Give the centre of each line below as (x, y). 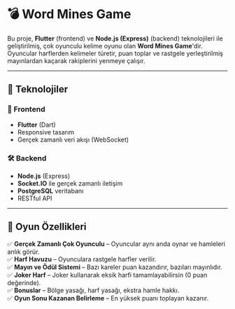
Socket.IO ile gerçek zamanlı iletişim (70, 183)
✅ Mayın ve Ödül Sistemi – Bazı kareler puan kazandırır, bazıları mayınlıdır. (115, 267)
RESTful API (35, 198)
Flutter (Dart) (36, 125)
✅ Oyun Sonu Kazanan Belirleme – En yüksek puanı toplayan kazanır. (108, 298)
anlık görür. (23, 252)
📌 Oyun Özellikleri (47, 227)
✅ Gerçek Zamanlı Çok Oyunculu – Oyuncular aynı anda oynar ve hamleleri (116, 244)
